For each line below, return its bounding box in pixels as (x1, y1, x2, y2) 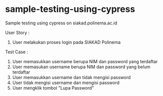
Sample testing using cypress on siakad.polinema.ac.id (5, 20, 117, 26)
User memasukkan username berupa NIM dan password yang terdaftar (12, 58, 158, 64)
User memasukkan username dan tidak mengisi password (12, 74, 131, 80)
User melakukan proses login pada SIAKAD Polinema (12, 39, 121, 45)
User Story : (5, 29, 30, 35)
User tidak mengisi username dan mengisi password (12, 80, 120, 86)
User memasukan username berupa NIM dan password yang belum (12, 64, 151, 70)
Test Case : (5, 49, 28, 55)
